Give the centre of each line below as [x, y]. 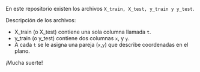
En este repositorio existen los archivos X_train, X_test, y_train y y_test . [100, 9]
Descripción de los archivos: [41, 20]
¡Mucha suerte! [24, 63]
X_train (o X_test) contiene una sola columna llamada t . [83, 32]
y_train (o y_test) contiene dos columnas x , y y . [72, 38]
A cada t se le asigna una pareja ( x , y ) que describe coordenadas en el [101, 45]
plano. [22, 51]
